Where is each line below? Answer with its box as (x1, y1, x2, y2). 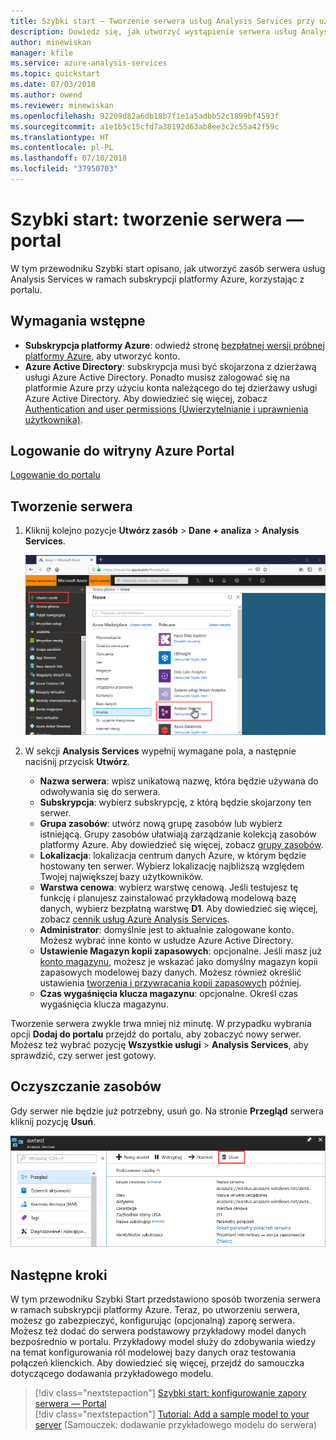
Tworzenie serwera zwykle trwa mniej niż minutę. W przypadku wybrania (10, 1017, 312, 1029)
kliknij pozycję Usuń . (10, 1115, 97, 1127)
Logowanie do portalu (10, 469, 101, 481)
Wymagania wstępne (10, 313, 146, 330)
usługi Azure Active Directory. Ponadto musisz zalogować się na (24, 371, 291, 383)
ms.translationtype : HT (10, 132, 110, 142)
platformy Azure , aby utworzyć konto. (24, 350, 181, 362)
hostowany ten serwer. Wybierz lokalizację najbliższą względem (39, 860, 305, 872)
